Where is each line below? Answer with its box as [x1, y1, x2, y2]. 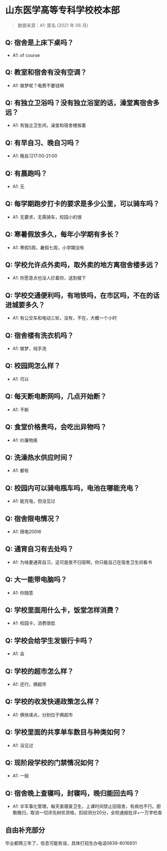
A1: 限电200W [12, 528, 42, 535]
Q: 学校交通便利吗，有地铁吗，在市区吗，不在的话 [5, 291, 160, 300]
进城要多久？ [5, 301, 45, 309]
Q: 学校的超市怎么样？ [5, 667, 74, 675]
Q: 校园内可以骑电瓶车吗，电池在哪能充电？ [5, 484, 140, 492]
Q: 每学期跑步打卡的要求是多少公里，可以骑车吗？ [5, 200, 160, 208]
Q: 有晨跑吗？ [5, 169, 48, 178]
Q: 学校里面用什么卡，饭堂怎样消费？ [5, 606, 120, 614]
